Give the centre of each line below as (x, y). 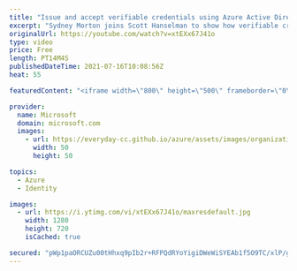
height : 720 (47, 229)
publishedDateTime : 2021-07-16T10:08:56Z (87, 67)
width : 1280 (47, 221)
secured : (25, 252)
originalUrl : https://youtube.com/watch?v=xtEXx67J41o (112, 34)
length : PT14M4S (39, 58)
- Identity (37, 188)
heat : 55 (25, 75)
